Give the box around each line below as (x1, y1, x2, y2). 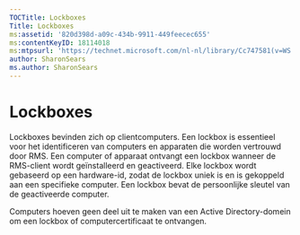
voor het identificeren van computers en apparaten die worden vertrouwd (9, 141, 281, 152)
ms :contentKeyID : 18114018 (9, 38, 110, 48)
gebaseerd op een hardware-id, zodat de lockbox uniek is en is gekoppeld (9, 170, 285, 180)
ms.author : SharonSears (9, 64, 99, 73)
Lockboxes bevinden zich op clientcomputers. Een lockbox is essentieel (9, 131, 276, 142)
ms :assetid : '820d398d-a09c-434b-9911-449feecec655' (9, 30, 211, 39)
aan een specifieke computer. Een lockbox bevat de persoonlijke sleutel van (9, 178, 290, 189)
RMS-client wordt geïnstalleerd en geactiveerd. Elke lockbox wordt (9, 160, 257, 170)
